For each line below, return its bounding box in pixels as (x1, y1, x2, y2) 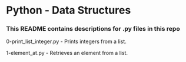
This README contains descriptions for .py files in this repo (6, 25, 181, 33)
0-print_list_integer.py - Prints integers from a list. (6, 38, 127, 45)
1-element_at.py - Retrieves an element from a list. (6, 50, 128, 57)
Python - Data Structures (6, 4, 131, 17)
